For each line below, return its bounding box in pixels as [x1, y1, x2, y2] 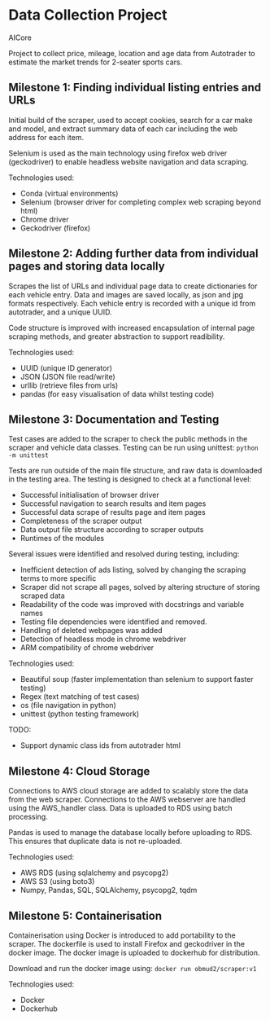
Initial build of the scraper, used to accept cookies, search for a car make [8, 115, 254, 125]
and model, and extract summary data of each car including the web [8, 124, 238, 134]
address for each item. [8, 132, 84, 142]
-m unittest [8, 451, 49, 459]
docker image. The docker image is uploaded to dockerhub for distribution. [8, 947, 260, 957]
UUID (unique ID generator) [20, 363, 112, 372]
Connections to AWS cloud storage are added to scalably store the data [8, 786, 249, 796]
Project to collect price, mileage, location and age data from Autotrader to [8, 48, 256, 58]
